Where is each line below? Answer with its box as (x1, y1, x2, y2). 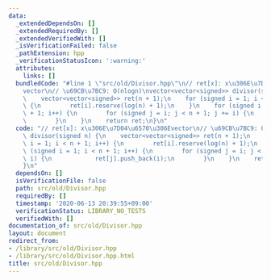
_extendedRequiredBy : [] (15, 27, 99, 35)
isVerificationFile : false (15, 177, 106, 186)
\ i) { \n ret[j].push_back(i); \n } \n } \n (23, 154, 240, 162)
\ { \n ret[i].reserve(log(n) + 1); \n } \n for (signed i (23, 102, 262, 110)
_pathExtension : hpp (15, 49, 85, 57)
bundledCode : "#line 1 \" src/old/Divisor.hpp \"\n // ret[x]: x (15, 79, 229, 87)
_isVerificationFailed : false (15, 42, 117, 50)
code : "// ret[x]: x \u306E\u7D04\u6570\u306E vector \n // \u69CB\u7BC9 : (15, 124, 258, 132)
